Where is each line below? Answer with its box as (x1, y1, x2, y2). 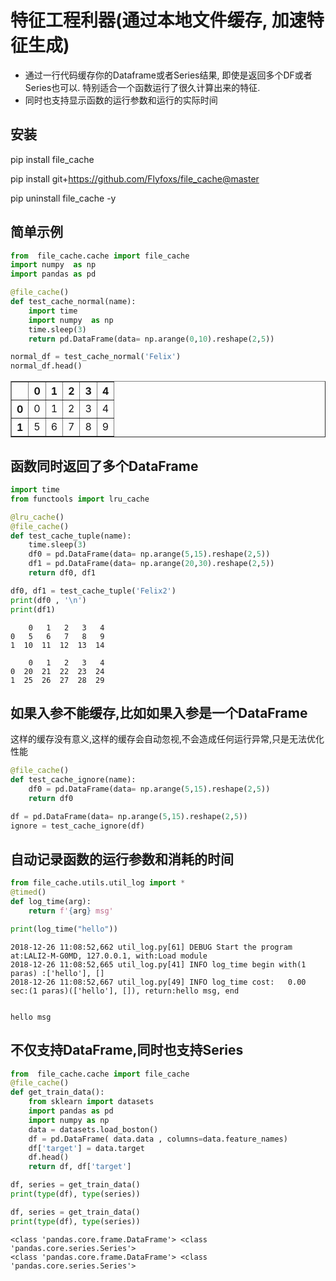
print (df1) (10, 604, 56, 615)
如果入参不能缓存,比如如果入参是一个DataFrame (10, 704, 308, 721)
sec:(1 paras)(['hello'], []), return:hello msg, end (10, 986, 240, 996)
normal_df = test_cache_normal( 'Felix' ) (10, 352, 182, 362)
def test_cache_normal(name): (10, 297, 137, 307)
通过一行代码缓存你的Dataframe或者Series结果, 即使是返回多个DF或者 (24, 69, 313, 81)
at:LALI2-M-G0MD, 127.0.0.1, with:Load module (10, 951, 208, 961)
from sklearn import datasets (28, 1097, 155, 1107)
